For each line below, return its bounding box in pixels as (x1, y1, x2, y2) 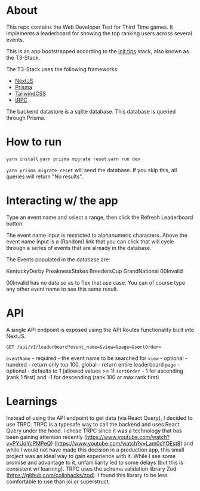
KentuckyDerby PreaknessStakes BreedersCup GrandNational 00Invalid (6, 267, 183, 275)
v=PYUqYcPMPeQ (6, 440, 51, 447)
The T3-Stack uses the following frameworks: (6, 65, 119, 72)
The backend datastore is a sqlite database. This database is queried (6, 108, 176, 115)
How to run (6, 135, 62, 149)
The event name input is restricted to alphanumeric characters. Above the (6, 231, 188, 239)
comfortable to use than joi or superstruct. (6, 478, 110, 485)
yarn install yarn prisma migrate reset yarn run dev (6, 156, 140, 162)
